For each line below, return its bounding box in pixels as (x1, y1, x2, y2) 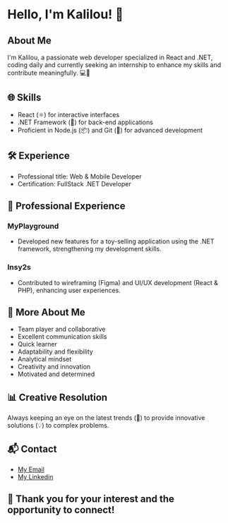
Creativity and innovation (17, 363, 91, 371)
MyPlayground (7, 221, 59, 231)
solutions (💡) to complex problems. (7, 421, 109, 430)
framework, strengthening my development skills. (17, 245, 162, 253)
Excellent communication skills (17, 332, 107, 341)
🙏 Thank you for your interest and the (7, 493, 175, 505)
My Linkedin (17, 473, 54, 481)
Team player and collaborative (17, 325, 106, 334)
